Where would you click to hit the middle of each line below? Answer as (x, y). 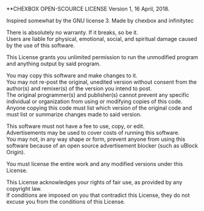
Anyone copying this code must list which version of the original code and (99, 108)
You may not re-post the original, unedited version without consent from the (102, 82)
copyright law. (24, 189)
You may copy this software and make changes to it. (72, 75)
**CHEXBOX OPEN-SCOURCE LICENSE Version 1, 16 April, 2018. (88, 9)
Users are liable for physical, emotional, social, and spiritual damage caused (102, 39)
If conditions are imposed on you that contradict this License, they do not (98, 195)
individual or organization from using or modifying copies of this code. (94, 101)
